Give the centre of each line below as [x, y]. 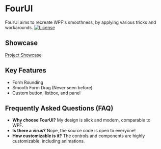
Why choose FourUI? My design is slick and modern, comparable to [81, 120]
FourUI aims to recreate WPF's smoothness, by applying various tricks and [80, 22]
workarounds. [19, 27]
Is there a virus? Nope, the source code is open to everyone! [74, 131]
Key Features [26, 70]
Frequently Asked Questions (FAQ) [59, 108]
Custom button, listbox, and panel [46, 93]
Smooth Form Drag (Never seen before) [52, 87]
